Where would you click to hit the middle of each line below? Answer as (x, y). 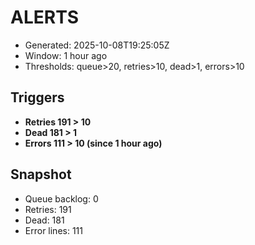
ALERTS (45, 17)
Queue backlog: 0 (61, 198)
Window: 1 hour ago (66, 55)
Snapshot (41, 174)
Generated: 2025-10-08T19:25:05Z (97, 45)
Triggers (37, 97)
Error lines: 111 (53, 230)
